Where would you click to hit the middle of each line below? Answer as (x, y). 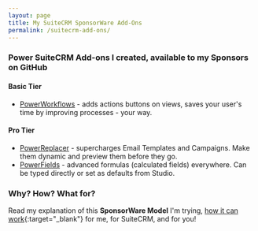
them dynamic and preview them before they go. (98, 156)
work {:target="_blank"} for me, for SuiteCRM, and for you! (102, 219)
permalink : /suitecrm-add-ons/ (59, 30)
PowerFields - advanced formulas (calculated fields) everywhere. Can (133, 164)
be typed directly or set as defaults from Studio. (97, 173)
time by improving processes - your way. (86, 112)
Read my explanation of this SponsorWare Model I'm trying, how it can (123, 211)
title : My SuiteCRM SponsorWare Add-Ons (76, 23)
